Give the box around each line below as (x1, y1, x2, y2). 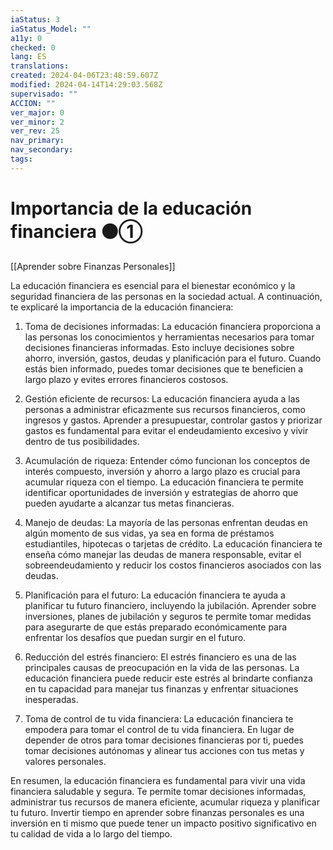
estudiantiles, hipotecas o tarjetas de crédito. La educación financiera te (24, 537, 323, 550)
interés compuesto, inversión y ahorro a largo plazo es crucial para (24, 465, 301, 477)
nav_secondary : (10, 145, 74, 155)
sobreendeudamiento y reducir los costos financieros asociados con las (24, 559, 322, 571)
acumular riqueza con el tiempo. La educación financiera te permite (24, 476, 304, 488)
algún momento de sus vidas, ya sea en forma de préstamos (24, 527, 275, 539)
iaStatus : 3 (10, 14, 60, 25)
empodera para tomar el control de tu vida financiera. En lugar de (24, 723, 295, 735)
